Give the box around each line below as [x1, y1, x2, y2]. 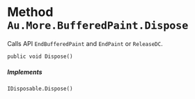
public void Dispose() [7, 53, 73, 60]
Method [7, 4, 54, 20]
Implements [7, 68, 43, 76]
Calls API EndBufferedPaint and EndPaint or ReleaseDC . [7, 39, 163, 47]
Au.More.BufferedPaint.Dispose [7, 19, 189, 32]
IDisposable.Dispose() [7, 85, 73, 92]
